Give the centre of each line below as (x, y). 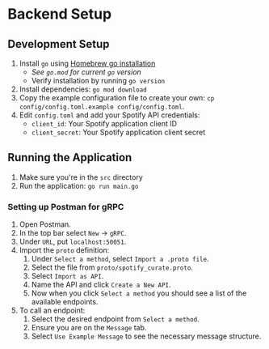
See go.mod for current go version (86, 72)
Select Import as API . (67, 276)
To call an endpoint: (52, 311)
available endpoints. (65, 302)
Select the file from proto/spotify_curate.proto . (112, 267)
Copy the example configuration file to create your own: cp (117, 98)
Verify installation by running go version (98, 81)
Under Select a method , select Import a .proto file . (120, 259)
